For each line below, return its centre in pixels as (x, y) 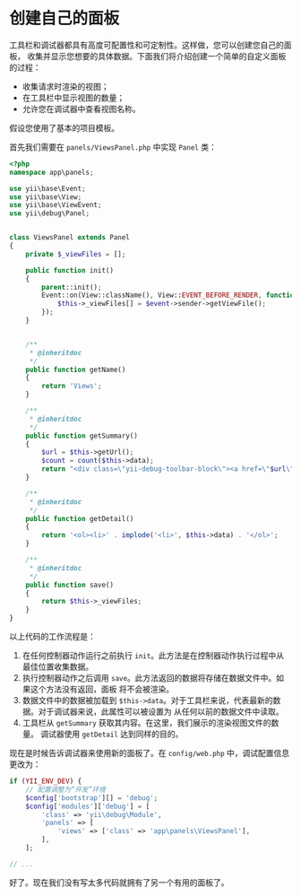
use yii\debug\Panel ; (50, 213)
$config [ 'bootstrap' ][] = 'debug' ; (92, 798)
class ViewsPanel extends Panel (69, 238)
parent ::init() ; (72, 287)
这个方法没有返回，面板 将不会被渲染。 (102, 689)
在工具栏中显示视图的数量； (73, 97)
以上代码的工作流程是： (52, 637)
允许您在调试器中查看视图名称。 (81, 109)
